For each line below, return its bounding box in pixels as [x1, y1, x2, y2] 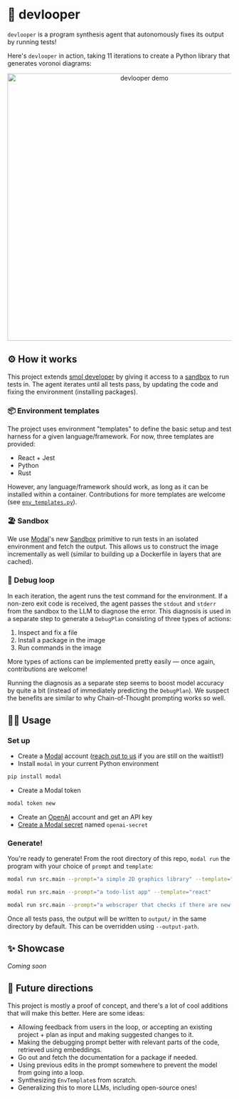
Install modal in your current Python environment [17, 760, 159, 768]
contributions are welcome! [7, 665, 87, 673]
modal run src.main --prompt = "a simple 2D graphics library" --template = [7, 876, 231, 883]
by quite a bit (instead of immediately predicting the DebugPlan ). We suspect [7, 686, 230, 695]
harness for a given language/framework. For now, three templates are [7, 432, 215, 441]
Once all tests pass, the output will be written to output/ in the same [7, 914, 207, 923]
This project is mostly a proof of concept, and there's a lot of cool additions [7, 1001, 228, 1010]
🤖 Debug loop [7, 576, 55, 586]
